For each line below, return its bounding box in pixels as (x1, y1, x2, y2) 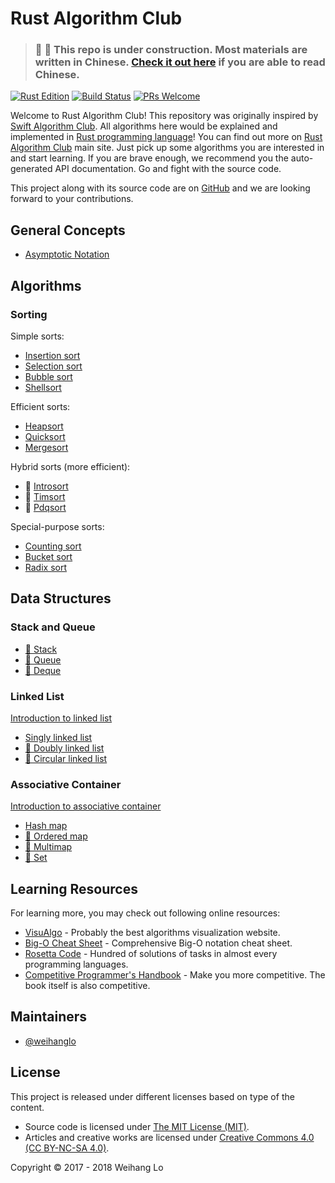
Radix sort (24, 561, 67, 573)
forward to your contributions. (10, 193, 134, 205)
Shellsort (24, 381, 62, 393)
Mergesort (24, 441, 69, 453)
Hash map (24, 820, 68, 832)
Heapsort (24, 420, 64, 432)
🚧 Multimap (24, 841, 73, 853)
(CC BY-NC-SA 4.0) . (24, 1142, 110, 1154)
